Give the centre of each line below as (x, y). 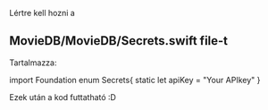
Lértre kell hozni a (42, 13)
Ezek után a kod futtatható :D (63, 97)
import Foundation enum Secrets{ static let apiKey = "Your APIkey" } (135, 80)
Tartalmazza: (33, 63)
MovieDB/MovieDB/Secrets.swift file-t (119, 41)
